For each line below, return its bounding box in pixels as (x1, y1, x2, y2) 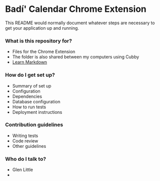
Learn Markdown (12, 59, 47, 65)
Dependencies (12, 93, 42, 99)
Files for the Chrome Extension (12, 48, 76, 55)
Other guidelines (12, 143, 46, 149)
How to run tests (12, 104, 46, 110)
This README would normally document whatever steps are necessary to (5, 20, 155, 26)
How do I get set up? (5, 72, 55, 79)
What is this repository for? (5, 37, 73, 44)
